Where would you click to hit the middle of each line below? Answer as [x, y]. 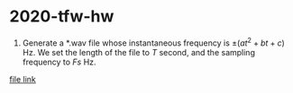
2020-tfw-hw [62, 17]
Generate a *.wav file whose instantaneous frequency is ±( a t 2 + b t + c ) [154, 42]
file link [23, 79]
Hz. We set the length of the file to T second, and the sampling [138, 52]
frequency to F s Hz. [59, 62]
